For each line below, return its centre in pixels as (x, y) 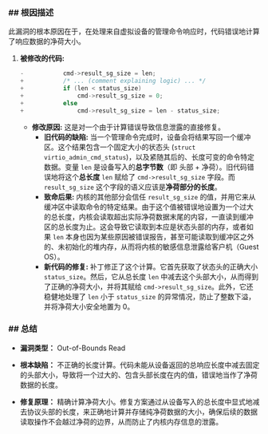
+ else (49, 103)
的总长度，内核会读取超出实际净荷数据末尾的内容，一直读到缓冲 (148, 216)
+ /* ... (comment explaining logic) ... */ (113, 81)
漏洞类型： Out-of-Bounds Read (73, 348)
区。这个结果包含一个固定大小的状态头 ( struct (120, 147)
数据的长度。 (41, 385)
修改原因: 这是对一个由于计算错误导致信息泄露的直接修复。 (128, 127)
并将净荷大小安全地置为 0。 (89, 306)
